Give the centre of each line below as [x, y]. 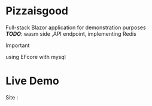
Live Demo [32, 81]
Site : [12, 97]
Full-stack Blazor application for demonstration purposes [76, 27]
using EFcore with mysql [36, 57]
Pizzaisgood [37, 11]
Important [18, 45]
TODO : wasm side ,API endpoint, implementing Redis [71, 33]
